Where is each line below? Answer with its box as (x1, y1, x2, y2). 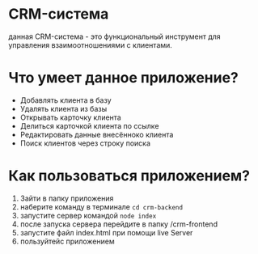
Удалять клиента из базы (19, 104, 108, 113)
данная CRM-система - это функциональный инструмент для (8, 32, 221, 41)
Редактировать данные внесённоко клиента (19, 129, 174, 139)
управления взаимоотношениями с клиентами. (8, 40, 172, 49)
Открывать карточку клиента (19, 112, 121, 122)
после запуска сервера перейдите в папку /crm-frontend (19, 219, 218, 229)
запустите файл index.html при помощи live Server (19, 227, 193, 237)
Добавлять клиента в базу (19, 95, 112, 105)
